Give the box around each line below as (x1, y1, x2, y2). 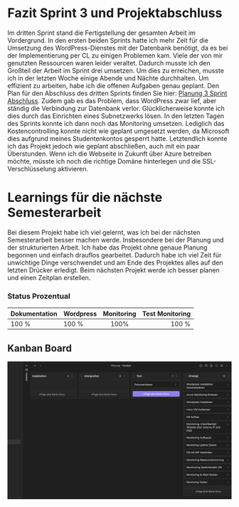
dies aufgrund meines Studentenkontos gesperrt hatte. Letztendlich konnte (7, 134, 228, 143)
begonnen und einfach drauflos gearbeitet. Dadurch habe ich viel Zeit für (7, 250, 222, 259)
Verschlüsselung (7, 164, 57, 173)
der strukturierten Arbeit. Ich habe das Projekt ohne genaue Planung (7, 243, 208, 252)
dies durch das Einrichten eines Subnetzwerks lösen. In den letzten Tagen (7, 112, 225, 120)
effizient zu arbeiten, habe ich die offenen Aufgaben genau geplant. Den (7, 81, 219, 90)
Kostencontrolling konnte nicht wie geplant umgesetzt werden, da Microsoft (7, 127, 230, 135)
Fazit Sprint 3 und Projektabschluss (7, 5, 223, 21)
